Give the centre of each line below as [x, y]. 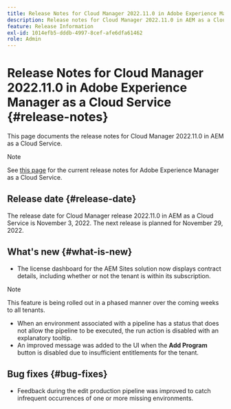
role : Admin [24, 39]
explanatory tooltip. [44, 337]
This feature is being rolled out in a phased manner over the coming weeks [113, 302]
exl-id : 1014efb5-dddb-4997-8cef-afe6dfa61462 [75, 33]
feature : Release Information [51, 26]
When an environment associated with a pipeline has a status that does [118, 323]
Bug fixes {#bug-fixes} [57, 374]
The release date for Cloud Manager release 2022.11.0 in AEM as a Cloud [110, 216]
